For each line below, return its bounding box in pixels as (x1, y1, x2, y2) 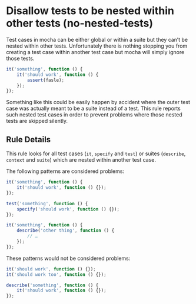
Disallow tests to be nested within (6, 4, 175, 18)
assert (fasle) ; (27, 77, 65, 83)
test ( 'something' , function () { (6, 201, 88, 206)
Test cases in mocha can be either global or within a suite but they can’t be (6, 36, 188, 43)
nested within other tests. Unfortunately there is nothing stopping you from (6, 42, 188, 49)
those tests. (6, 55, 35, 62)
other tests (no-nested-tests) (6, 16, 153, 30)
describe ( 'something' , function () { (6, 282, 99, 288)
